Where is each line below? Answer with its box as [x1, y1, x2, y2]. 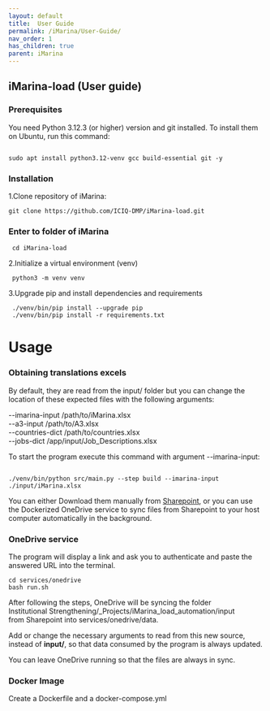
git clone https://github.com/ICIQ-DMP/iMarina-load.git [8, 206, 205, 215]
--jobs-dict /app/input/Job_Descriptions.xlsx [8, 436, 157, 445]
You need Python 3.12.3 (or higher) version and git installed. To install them [8, 123, 259, 132]
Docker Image [8, 675, 65, 687]
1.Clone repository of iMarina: [8, 191, 107, 201]
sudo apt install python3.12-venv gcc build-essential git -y [8, 154, 223, 163]
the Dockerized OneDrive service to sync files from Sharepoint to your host [8, 505, 259, 514]
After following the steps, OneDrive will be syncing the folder [8, 598, 212, 608]
